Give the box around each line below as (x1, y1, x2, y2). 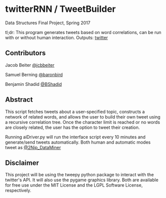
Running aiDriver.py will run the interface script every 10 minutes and (5, 134, 146, 140)
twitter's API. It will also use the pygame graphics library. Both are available (5, 177, 159, 183)
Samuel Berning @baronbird (5, 72, 63, 78)
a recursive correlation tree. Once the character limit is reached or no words (5, 119, 160, 125)
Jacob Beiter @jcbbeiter (5, 62, 55, 68)
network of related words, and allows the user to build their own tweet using (5, 114, 161, 119)
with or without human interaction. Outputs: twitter (5, 35, 108, 40)
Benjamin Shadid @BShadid (5, 81, 62, 87)
